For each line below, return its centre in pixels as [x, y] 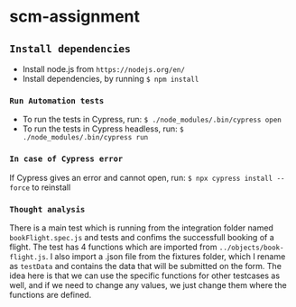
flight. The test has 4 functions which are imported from [113, 247]
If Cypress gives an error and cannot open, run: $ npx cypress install [141, 177]
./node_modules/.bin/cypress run [85, 138]
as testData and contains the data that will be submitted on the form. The [146, 266]
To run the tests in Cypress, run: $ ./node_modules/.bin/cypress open [152, 120]
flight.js [28, 257]
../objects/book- [251, 248]
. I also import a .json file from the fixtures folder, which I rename [166, 256]
